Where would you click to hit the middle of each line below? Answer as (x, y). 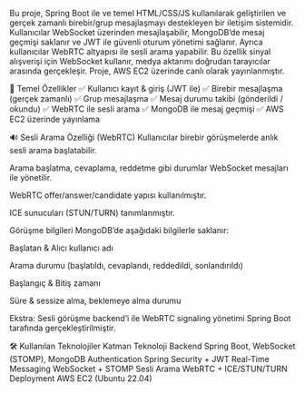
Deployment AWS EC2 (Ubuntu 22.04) (81, 378)
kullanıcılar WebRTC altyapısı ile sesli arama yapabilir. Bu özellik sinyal (140, 52)
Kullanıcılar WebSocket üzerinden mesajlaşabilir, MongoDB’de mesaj (137, 32)
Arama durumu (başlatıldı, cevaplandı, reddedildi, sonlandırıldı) (126, 265)
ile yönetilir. (31, 177)
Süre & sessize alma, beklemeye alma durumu (95, 300)
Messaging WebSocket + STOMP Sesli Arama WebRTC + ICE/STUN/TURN (148, 368)
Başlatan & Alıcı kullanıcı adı (61, 248)
